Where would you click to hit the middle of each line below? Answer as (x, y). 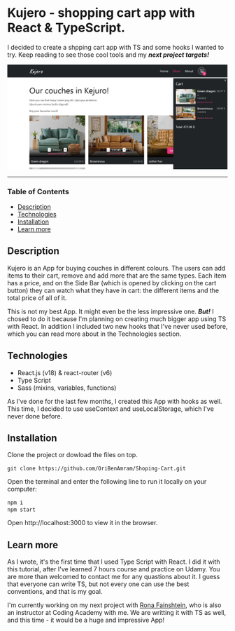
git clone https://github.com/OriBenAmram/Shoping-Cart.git (97, 469)
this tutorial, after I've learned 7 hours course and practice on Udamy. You (114, 569)
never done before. (35, 416)
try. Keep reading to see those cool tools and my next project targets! (108, 55)
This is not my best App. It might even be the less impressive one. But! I (111, 311)
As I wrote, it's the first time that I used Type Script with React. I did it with (114, 562)
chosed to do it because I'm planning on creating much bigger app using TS (117, 319)
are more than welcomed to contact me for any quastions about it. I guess (114, 577)
